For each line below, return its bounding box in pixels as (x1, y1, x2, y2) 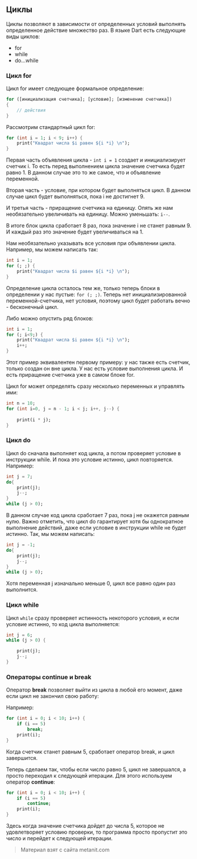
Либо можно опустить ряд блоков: (6, 315, 94, 322)
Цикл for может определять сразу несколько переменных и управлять (6, 383, 185, 390)
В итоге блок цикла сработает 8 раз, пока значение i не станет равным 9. (6, 222, 192, 229)
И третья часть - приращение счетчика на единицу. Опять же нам (6, 205, 173, 212)
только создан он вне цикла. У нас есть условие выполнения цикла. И (6, 365, 183, 372)
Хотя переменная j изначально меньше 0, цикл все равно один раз (6, 580, 176, 587)
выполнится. (6, 586, 38, 593)
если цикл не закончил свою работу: (6, 693, 99, 700)
